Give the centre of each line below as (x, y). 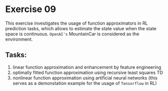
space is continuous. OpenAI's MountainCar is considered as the (72, 34)
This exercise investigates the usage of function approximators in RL (77, 23)
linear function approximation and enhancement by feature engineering (87, 67)
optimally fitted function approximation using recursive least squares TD (88, 72)
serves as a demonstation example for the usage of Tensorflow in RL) (85, 83)
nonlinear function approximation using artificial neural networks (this (85, 78)
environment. (19, 39)
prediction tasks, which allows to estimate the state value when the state (81, 28)
